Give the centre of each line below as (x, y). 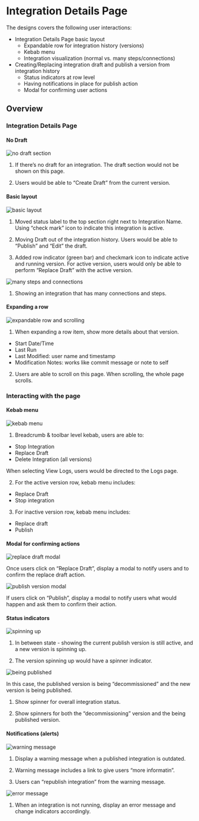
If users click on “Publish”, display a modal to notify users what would (91, 598)
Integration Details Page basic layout (60, 39)
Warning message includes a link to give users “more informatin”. (95, 770)
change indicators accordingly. (53, 811)
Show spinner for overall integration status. (68, 702)
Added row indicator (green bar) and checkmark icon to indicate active (102, 257)
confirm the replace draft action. (46, 575)
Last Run (26, 350)
